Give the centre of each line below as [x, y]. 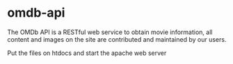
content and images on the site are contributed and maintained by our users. [117, 39]
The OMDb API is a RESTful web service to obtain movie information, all [110, 32]
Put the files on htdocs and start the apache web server [87, 53]
